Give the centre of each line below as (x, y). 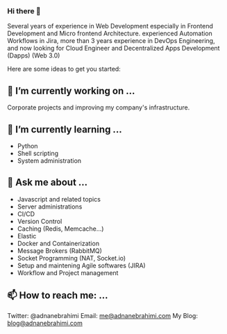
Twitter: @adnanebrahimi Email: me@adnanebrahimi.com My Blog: (102, 315)
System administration (49, 160)
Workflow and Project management (68, 272)
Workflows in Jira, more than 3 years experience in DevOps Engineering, (111, 41)
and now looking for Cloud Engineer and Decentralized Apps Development (113, 49)
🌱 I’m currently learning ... (65, 129)
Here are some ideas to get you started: (64, 69)
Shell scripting (38, 153)
